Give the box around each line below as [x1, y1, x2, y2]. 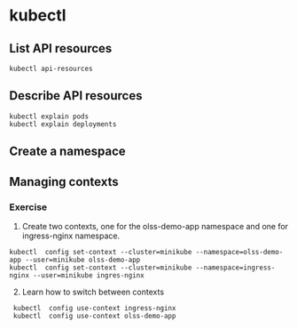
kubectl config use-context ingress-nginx [12, 303, 176, 312]
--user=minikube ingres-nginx [32, 270, 145, 280]
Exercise [9, 201, 48, 213]
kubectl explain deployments [9, 119, 117, 129]
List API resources [9, 41, 113, 56]
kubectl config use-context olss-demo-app [12, 311, 176, 320]
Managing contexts [9, 174, 119, 189]
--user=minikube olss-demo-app [25, 255, 141, 264]
